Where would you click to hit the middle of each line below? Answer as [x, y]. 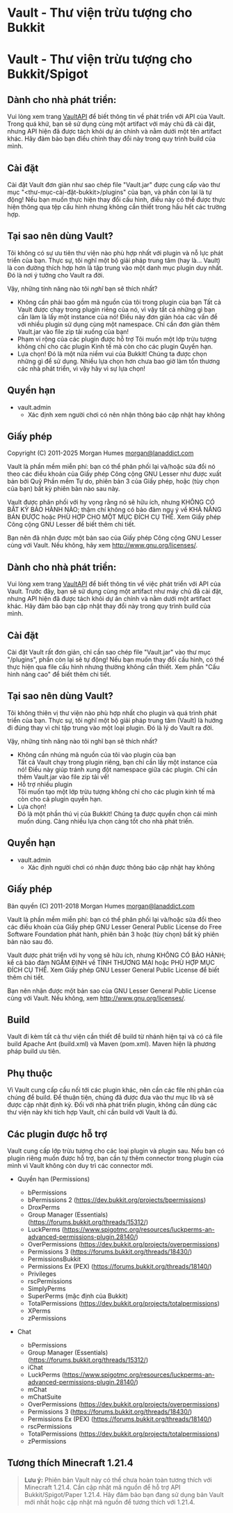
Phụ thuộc [30, 1073]
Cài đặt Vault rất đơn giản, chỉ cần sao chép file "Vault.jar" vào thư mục [109, 653]
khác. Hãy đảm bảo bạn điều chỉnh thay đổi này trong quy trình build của [111, 139]
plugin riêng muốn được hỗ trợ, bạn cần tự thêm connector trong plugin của [115, 1158]
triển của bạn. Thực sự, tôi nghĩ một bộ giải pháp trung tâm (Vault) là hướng [115, 720]
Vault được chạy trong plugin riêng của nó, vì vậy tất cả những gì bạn [116, 309]
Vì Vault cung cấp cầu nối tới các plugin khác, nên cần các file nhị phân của [116, 1090]
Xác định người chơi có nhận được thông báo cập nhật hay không [121, 867]
